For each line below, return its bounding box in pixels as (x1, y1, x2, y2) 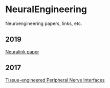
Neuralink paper (5, 48, 39, 54)
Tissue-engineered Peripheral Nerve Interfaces (5, 77, 105, 83)
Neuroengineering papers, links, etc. (5, 20, 82, 26)
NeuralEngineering (5, 4, 87, 15)
